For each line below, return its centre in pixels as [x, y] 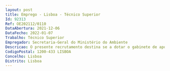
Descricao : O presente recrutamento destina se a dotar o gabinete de [81, 47]
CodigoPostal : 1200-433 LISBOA [38, 51]
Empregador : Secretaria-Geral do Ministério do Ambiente [67, 42]
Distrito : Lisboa [24, 61]
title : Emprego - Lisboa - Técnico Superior [53, 14]
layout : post [19, 10]
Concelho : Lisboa [24, 56]
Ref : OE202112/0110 [26, 24]
